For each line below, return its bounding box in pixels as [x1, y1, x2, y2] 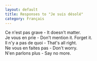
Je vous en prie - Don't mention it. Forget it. [5, 35, 93, 41]
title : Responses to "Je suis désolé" [5, 12, 83, 17]
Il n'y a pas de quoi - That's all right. [5, 40, 77, 46]
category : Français [5, 16, 45, 21]
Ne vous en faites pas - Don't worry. [5, 45, 78, 51]
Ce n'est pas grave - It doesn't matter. [5, 30, 81, 36]
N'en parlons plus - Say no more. [5, 50, 71, 56]
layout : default [5, 7, 38, 12]
